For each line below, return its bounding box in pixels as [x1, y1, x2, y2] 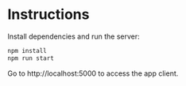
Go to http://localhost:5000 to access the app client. [7, 69, 179, 78]
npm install [7, 47, 47, 54]
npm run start [7, 54, 55, 62]
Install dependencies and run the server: [7, 32, 140, 41]
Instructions [7, 6, 90, 24]
